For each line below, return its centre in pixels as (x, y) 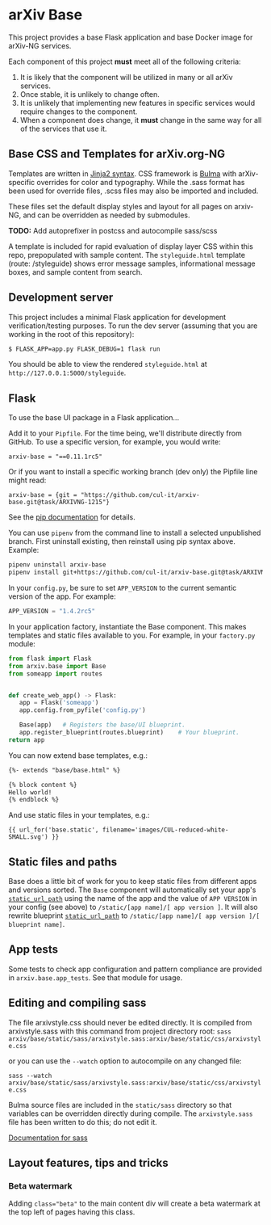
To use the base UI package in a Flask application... (94, 418)
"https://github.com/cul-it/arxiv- (140, 495)
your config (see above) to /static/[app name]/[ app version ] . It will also (133, 907)
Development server (61, 298)
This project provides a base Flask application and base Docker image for (131, 37)
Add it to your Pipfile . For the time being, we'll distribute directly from (125, 433)
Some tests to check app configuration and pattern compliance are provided (135, 969)
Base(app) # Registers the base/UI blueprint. (102, 725)
